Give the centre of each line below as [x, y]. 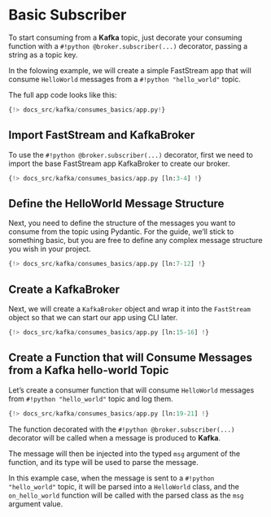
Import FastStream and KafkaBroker [102, 135]
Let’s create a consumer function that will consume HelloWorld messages [131, 390]
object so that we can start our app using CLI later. [93, 317]
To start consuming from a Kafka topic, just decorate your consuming [125, 37]
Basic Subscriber [68, 15]
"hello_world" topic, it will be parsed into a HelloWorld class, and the [124, 486]
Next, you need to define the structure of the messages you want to [122, 223]
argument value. [36, 504]
